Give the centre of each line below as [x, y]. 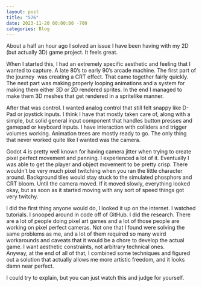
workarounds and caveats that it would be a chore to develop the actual [95, 240]
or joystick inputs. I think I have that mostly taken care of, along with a [104, 114]
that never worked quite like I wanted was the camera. [74, 140]
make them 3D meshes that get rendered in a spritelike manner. [85, 96]
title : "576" [23, 18]
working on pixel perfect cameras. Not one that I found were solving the [96, 228]
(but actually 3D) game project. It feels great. [62, 53]
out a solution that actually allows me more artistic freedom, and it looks [96, 260]
